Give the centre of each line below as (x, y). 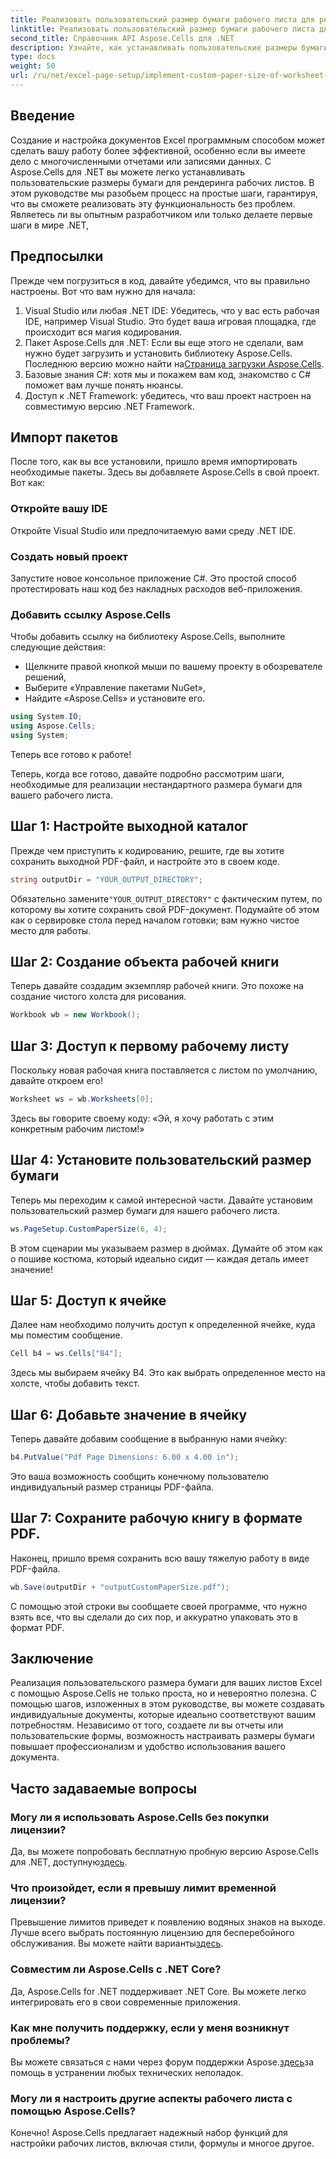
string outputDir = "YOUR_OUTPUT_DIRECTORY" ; (106, 879)
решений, (45, 677)
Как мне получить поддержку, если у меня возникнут (150, 2028)
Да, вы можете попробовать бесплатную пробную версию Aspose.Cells (165, 1852)
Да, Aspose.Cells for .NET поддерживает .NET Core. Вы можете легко (158, 1991)
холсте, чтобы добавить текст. (75, 1383)
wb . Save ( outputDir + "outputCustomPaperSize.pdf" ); (120, 1587)
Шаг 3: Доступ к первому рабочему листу (150, 1046)
